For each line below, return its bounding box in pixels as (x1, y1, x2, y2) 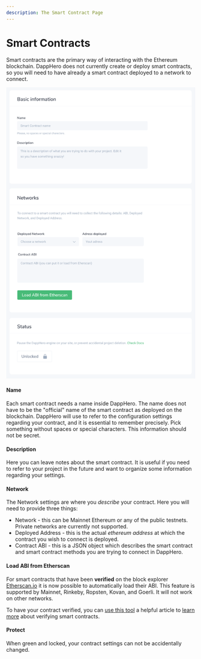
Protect (6, 627, 25, 634)
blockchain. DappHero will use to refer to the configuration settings (6, 413, 172, 420)
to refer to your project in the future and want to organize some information (6, 465, 192, 473)
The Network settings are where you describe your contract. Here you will (6, 498, 190, 506)
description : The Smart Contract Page (6, 10, 103, 16)
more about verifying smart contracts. (6, 612, 100, 620)
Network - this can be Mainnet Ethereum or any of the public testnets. (14, 516, 188, 524)
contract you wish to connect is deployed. (14, 535, 119, 543)
